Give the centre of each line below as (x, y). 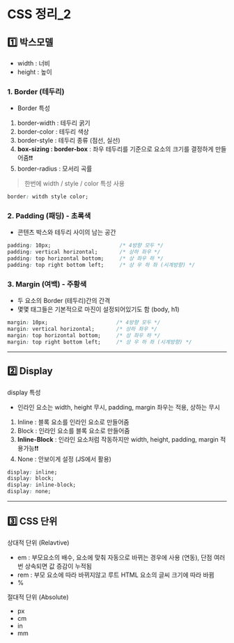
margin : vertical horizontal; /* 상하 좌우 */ (83, 329)
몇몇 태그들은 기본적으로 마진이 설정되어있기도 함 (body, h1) (98, 309)
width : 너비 (33, 63)
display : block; (31, 479)
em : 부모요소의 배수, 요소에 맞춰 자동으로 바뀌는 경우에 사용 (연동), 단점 (115, 557)
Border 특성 (34, 108)
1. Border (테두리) (36, 91)
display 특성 (24, 392)
